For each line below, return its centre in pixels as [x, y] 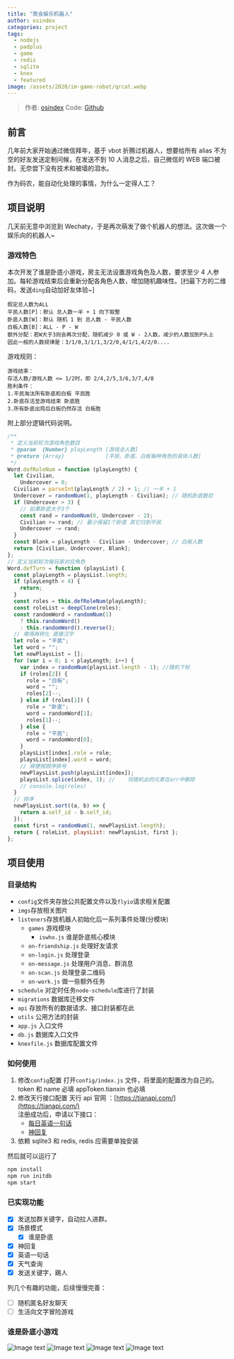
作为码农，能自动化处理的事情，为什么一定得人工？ [82, 183]
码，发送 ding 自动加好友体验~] [51, 290]
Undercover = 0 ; [44, 483]
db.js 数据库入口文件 [48, 1035]
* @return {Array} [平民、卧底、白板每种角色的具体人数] [106, 456]
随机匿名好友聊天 [42, 1302]
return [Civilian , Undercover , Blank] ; [72, 549]
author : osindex [31, 21]
